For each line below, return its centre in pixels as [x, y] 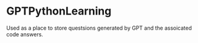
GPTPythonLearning [59, 11]
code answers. [25, 34]
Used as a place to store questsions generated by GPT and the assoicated [99, 28]
